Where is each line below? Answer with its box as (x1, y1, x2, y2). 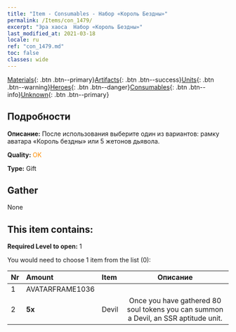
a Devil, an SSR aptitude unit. (127, 314, 223, 324)
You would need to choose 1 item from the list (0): (7, 256, 151, 264)
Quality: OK (7, 151, 42, 159)
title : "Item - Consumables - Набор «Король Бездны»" (7, 10, 169, 18)
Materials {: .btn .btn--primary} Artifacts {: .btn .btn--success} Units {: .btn (7, 75, 214, 84)
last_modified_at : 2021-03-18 (7, 30, 96, 37)
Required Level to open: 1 (7, 242, 82, 250)
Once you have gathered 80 (129, 296, 221, 306)
